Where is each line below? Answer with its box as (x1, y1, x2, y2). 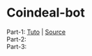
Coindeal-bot (6, 5, 85, 21)
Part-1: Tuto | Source (6, 28, 66, 36)
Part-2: (6, 35, 27, 43)
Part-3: (6, 42, 27, 50)
